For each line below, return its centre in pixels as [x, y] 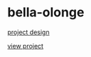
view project [26, 46]
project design [28, 32]
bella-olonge [46, 12]
